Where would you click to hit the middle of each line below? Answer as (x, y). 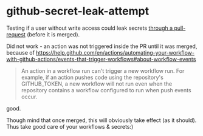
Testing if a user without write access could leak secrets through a (90, 28)
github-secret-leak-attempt (78, 11)
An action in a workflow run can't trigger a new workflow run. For (103, 70)
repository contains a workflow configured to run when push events (106, 90)
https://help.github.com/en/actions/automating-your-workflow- (115, 52)
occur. (29, 97)
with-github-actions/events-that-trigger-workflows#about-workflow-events (101, 59)
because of (21, 52)
